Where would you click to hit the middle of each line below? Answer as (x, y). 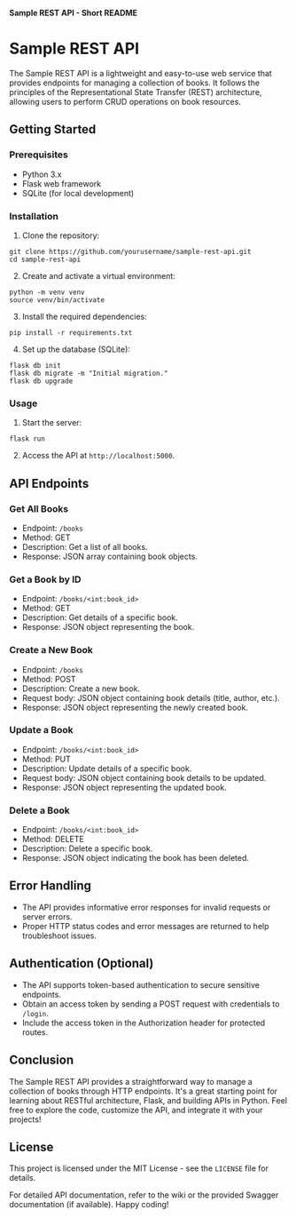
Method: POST (49, 679)
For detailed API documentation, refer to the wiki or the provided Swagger (144, 1195)
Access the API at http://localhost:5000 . (98, 456)
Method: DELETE (53, 840)
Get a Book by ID (45, 579)
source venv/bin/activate (57, 300)
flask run (27, 439)
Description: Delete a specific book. (87, 848)
